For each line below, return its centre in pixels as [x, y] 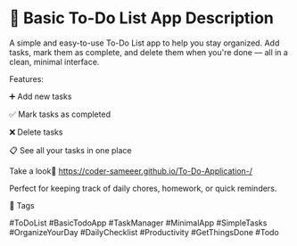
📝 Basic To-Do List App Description [142, 18]
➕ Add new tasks [41, 96]
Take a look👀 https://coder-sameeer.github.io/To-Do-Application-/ [131, 171]
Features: [27, 78]
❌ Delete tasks [36, 132]
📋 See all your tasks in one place [70, 150]
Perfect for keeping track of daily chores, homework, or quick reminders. [143, 188]
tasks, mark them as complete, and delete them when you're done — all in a [148, 52]
